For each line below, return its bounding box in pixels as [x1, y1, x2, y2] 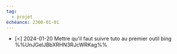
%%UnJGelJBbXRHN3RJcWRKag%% [14, 41, 107, 48]
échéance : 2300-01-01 [6, 19, 60, 25]
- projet [11, 14, 33, 20]
